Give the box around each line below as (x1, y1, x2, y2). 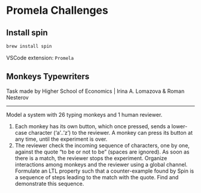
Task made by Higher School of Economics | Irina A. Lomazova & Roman (6, 88, 185, 95)
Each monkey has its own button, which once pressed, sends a (14, 122, 170, 129)
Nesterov (6, 94, 29, 101)
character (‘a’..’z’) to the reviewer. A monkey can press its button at (28, 129, 193, 136)
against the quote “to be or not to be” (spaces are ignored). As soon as (14, 148, 190, 155)
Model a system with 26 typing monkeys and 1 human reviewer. (6, 111, 163, 118)
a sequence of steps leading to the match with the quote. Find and (14, 173, 179, 180)
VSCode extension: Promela (6, 54, 74, 61)
